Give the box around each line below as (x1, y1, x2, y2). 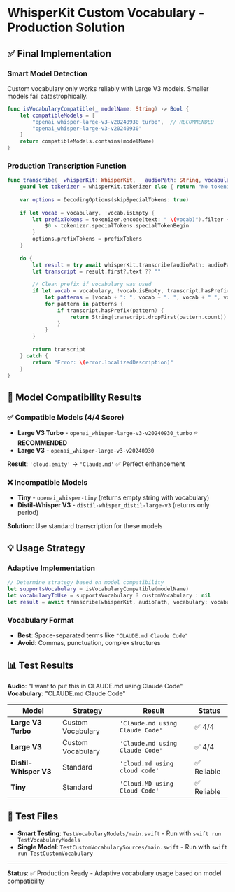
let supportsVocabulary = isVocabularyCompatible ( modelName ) (7, 586, 190, 593)
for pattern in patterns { (44, 300, 124, 307)
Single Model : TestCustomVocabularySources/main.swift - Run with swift (17, 842, 228, 851)
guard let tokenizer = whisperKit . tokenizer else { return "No (20, 183, 208, 190)
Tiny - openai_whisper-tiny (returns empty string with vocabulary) (17, 493, 210, 502)
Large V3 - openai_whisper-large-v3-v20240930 (17, 446, 155, 455)
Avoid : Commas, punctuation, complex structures (17, 638, 161, 646)
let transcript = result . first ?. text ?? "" (32, 268, 161, 275)
